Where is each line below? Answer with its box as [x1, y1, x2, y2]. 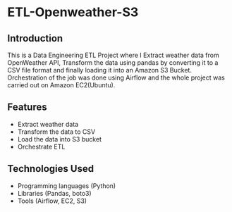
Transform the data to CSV [17, 127, 96, 136]
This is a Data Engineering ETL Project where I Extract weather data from [7, 51, 220, 59]
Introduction [7, 32, 63, 44]
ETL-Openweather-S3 [7, 4, 139, 20]
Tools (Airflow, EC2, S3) [17, 197, 87, 205]
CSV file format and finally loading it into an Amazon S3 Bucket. [7, 66, 193, 74]
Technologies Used [7, 163, 94, 175]
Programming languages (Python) [17, 181, 116, 190]
